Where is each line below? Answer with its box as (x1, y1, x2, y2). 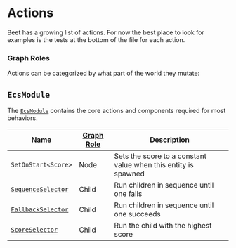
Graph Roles (7, 53, 51, 63)
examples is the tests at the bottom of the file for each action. (7, 35, 185, 44)
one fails (114, 189, 143, 199)
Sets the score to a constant (114, 151, 207, 161)
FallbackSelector (11, 206, 69, 214)
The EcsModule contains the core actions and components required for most (7, 107, 226, 115)
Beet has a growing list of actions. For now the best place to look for (7, 28, 205, 37)
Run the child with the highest (114, 221, 212, 230)
